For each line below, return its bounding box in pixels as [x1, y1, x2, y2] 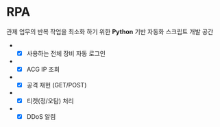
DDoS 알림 [26, 113, 56, 121]
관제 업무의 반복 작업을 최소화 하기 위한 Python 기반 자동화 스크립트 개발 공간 [6, 27, 214, 36]
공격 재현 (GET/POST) [26, 81, 87, 89]
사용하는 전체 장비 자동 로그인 [26, 49, 106, 57]
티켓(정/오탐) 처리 [26, 97, 74, 105]
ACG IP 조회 [26, 66, 60, 73]
